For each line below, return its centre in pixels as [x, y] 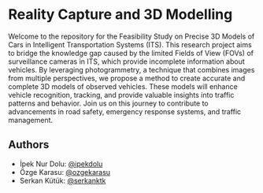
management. [31, 120]
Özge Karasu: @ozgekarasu [65, 172]
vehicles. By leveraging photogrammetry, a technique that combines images [131, 69]
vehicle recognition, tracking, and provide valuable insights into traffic [121, 95]
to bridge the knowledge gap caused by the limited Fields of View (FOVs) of [131, 53]
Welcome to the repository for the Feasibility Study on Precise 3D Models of [131, 36]
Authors [29, 145]
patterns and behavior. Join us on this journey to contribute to [108, 103]
